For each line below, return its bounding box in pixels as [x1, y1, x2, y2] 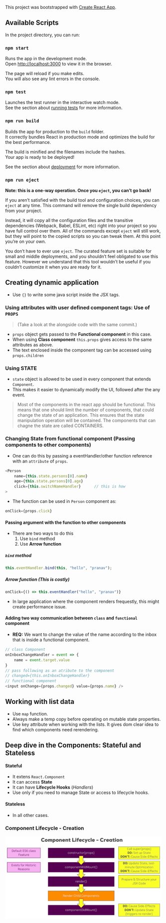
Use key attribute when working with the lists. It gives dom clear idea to [12, 721, 159, 727]
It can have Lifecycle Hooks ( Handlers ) [12, 784, 93, 791]
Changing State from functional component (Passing [5, 435, 135, 442]
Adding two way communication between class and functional [5, 615, 138, 621]
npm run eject [5, 177, 39, 183]
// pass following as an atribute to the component [5, 668, 114, 673]
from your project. [5, 208, 42, 214]
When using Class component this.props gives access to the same [12, 337, 152, 343]
